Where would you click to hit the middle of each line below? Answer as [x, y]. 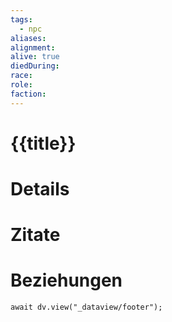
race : [21, 76]
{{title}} [43, 143]
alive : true [35, 57]
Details [40, 189]
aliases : [28, 38]
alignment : [33, 47]
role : [21, 85]
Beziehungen [66, 280]
